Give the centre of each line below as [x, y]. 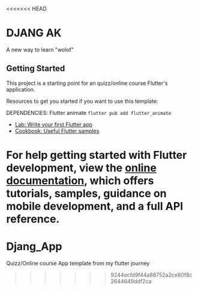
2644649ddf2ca [131, 281]
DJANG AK [34, 33]
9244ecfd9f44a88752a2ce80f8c [151, 275]
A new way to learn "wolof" [40, 49]
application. [21, 89]
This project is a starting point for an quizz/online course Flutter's [87, 83]
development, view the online [82, 168]
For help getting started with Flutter [97, 155]
